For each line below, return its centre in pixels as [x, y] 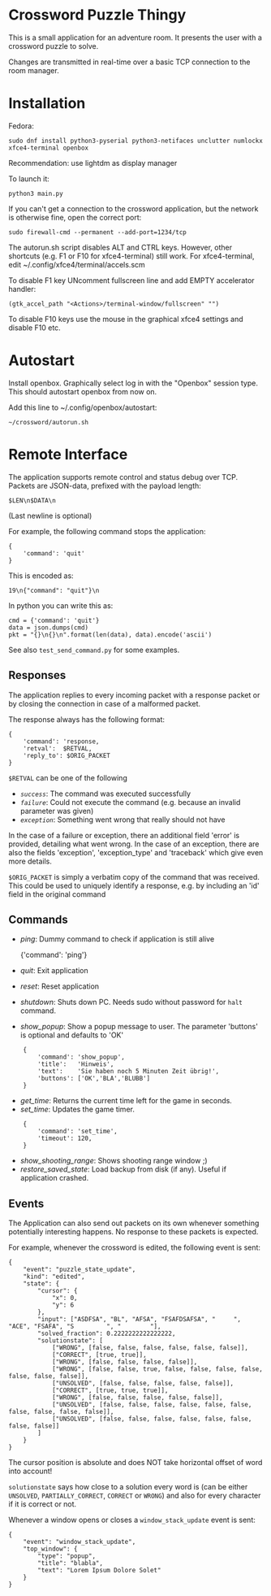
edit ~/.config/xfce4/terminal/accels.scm [77, 264]
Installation [47, 104]
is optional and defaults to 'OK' [72, 1035]
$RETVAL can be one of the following [68, 777]
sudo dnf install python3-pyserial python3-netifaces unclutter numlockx [136, 141]
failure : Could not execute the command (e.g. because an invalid [130, 802]
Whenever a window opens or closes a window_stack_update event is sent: [132, 1520]
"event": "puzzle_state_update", [80, 1270]
